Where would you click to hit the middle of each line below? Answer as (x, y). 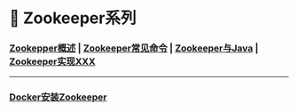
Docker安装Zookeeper (58, 97)
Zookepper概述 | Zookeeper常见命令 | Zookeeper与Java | (134, 48)
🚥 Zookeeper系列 (73, 18)
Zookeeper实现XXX (52, 61)
